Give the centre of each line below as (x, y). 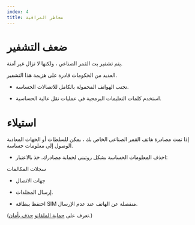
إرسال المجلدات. (34, 192)
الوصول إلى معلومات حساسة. (40, 146)
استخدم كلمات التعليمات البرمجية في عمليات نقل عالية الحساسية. (88, 98)
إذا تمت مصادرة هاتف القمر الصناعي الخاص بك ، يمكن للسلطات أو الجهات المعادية (98, 139)
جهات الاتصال (30, 181)
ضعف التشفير (37, 47)
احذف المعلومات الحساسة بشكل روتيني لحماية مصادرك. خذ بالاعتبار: (91, 157)
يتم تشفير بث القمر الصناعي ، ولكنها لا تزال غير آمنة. (65, 64)
